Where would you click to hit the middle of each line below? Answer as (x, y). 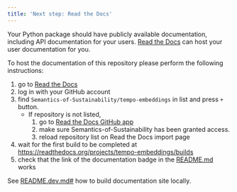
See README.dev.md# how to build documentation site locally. (99, 181)
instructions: (26, 70)
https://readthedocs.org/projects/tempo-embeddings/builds (105, 152)
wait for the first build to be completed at (77, 144)
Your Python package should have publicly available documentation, (108, 34)
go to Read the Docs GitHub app (86, 122)
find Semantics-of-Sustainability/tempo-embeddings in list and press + (120, 99)
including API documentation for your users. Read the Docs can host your (115, 41)
